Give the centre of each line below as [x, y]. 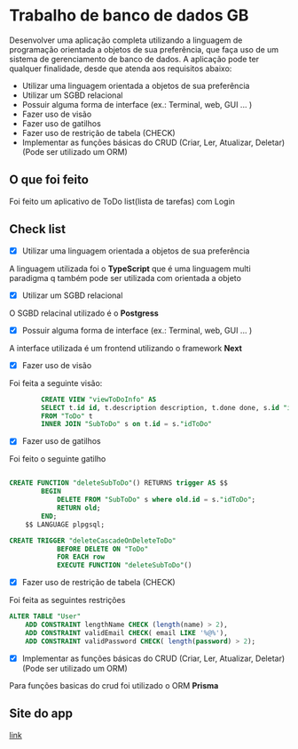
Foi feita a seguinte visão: [56, 383]
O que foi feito [49, 180]
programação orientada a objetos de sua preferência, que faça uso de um [144, 49]
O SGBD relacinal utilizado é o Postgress [84, 313]
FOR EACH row [80, 557]
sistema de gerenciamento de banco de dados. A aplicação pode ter [134, 59]
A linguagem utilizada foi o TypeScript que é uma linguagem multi [130, 269]
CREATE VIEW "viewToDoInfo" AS [99, 399]
